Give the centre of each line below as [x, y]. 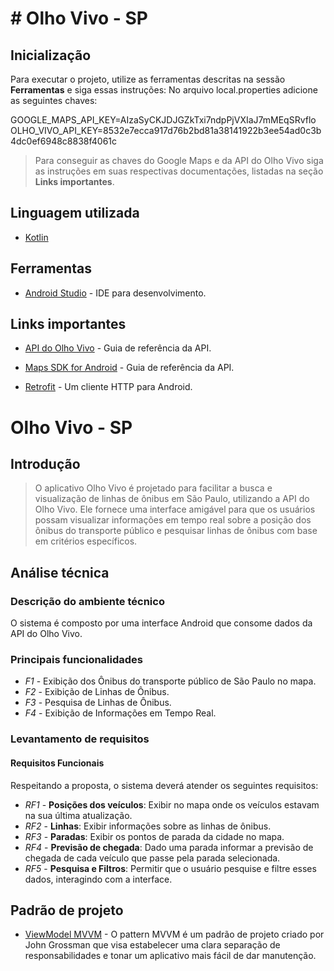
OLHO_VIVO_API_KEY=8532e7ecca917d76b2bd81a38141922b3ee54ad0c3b [166, 130]
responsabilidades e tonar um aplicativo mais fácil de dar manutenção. [170, 956]
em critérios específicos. [86, 541]
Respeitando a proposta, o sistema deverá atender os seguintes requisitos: [164, 785]
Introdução [45, 464]
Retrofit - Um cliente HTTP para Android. [108, 387]
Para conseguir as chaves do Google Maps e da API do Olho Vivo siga [179, 160]
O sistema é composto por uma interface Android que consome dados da [161, 623]
